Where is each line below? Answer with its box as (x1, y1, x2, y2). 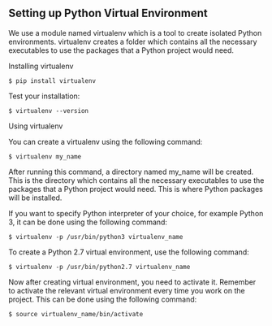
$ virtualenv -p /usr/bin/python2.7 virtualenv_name (8, 263, 191, 271)
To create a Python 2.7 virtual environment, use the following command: (8, 247, 249, 257)
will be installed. (8, 193, 63, 202)
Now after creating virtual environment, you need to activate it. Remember (8, 276, 257, 287)
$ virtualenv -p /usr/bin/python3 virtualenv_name (8, 233, 183, 241)
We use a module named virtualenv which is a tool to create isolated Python (8, 28, 262, 37)
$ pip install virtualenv (8, 76, 96, 85)
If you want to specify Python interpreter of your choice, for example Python (8, 208, 264, 218)
